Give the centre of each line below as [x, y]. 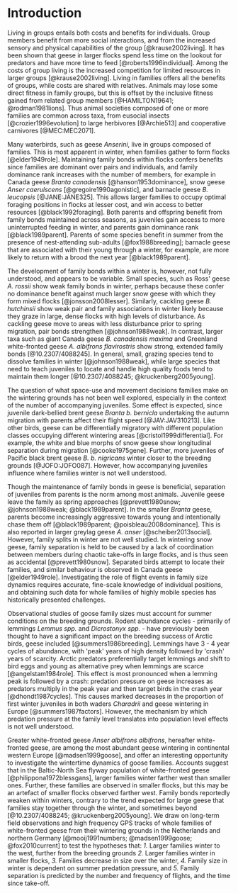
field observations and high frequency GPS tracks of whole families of [110, 823]
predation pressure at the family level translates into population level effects [118, 719]
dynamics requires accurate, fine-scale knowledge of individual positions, [115, 584]
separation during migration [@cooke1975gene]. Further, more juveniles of [116, 450]
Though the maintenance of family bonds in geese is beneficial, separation [116, 486]
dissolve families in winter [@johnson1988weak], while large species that [114, 361]
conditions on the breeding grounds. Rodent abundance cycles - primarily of [119, 621]
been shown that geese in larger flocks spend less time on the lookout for [115, 55]
